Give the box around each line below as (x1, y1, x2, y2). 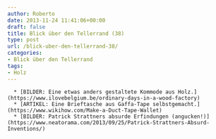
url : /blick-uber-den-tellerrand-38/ (7, 43, 119, 50)
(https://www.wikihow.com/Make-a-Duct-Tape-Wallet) (7, 107, 162, 114)
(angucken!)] (172, 113, 210, 120)
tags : (7, 62, 23, 69)
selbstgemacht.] (152, 100, 200, 107)
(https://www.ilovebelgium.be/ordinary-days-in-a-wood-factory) (7, 94, 200, 102)
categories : (7, 50, 42, 57)
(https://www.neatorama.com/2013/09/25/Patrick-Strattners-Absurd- (7, 119, 210, 126)
